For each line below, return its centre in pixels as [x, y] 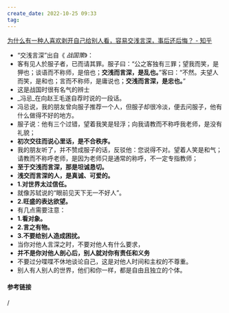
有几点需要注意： [41, 210]
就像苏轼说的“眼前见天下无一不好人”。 [71, 193]
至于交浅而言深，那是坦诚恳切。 [62, 166]
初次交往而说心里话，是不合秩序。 [65, 141]
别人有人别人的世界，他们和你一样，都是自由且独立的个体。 [101, 270]
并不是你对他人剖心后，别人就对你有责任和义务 [83, 252]
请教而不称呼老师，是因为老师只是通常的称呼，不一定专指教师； [107, 158]
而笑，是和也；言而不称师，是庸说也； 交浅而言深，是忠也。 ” [101, 80]
